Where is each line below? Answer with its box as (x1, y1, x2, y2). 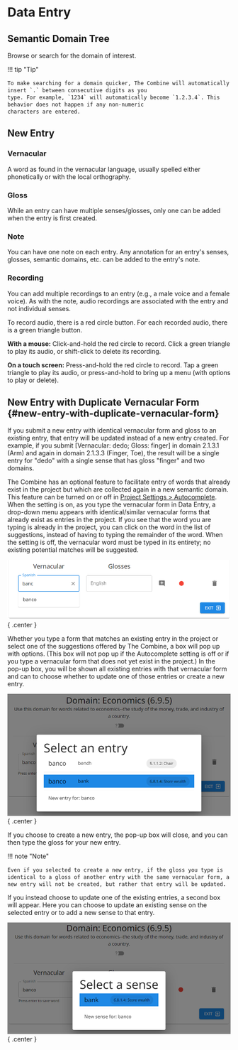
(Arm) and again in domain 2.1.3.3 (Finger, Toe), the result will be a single (7, 449, 220, 458)
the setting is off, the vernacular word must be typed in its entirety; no (7, 538, 211, 547)
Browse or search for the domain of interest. (7, 51, 137, 60)
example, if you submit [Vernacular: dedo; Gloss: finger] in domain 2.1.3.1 (7, 441, 220, 450)
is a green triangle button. (7, 325, 83, 334)
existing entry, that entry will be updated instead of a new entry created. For (7, 434, 229, 443)
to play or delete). (7, 376, 59, 384)
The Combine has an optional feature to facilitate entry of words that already (7, 477, 231, 487)
